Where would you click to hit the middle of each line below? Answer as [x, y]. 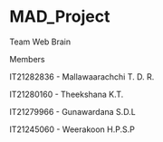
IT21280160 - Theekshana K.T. [67, 94]
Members [27, 59]
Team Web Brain [40, 42]
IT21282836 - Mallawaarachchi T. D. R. [82, 76]
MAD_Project [60, 17]
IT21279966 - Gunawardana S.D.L [72, 111]
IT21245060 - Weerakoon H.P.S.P [72, 129]
